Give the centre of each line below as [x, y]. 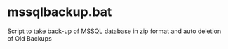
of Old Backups [30, 38]
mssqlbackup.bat [60, 12]
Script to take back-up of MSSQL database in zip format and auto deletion [114, 31]
